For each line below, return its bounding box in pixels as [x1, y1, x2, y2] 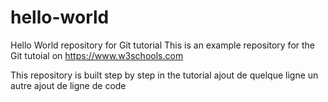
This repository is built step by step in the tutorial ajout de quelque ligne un [10, 69, 319, 81]
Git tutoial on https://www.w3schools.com [10, 49, 184, 61]
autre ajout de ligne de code [10, 79, 127, 91]
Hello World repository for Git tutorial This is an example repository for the [10, 39, 316, 51]
